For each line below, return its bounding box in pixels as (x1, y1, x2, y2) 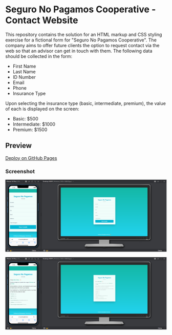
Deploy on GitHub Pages (5, 155, 57, 161)
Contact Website (5, 14, 78, 26)
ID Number (12, 74, 36, 80)
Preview (5, 141, 32, 150)
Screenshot (5, 167, 35, 175)
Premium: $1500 (12, 127, 48, 133)
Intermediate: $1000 (12, 121, 55, 127)
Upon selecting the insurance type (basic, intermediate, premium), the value (5, 100, 166, 106)
